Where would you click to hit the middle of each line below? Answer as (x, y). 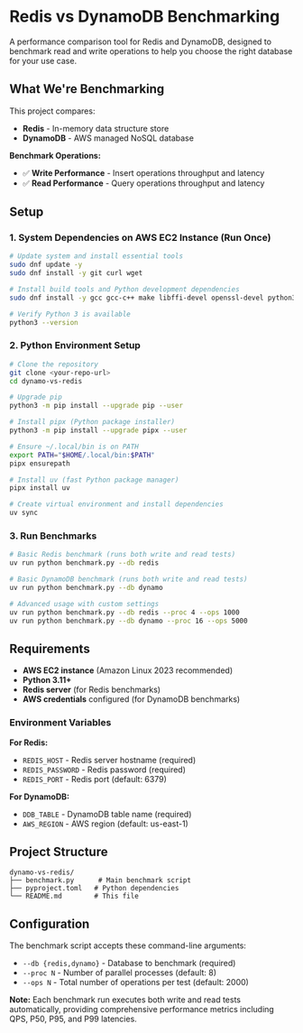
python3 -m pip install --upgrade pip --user (96, 406)
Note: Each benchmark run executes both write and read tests (125, 1000)
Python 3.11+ (47, 680)
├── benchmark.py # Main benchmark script (101, 881)
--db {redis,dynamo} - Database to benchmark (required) (129, 964)
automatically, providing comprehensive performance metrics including (142, 1010)
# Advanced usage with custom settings (84, 604)
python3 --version (44, 322)
